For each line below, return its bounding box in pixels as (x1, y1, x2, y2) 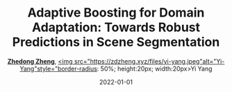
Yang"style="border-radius (19, 64, 98, 73)
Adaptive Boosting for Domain (27, 5, 205, 21)
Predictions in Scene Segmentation (12, 35, 220, 50)
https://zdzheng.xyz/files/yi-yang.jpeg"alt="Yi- (90, 57, 225, 65)
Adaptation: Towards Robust (31, 19, 201, 35)
